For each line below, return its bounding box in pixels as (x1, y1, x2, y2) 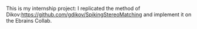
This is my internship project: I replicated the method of (6, 5, 141, 12)
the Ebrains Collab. (6, 17, 52, 24)
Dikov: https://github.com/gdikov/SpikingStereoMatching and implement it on (6, 11, 192, 18)
